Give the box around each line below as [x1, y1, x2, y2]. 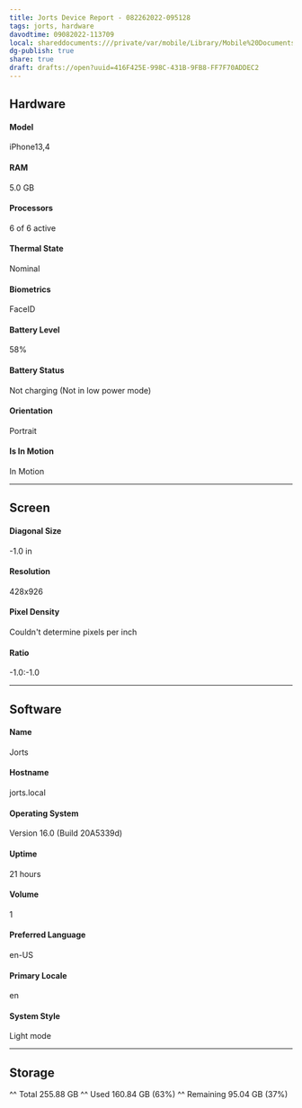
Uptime [9, 848, 38, 859]
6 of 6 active [9, 222, 57, 234]
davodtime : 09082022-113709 [9, 30, 115, 39]
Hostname [9, 767, 49, 778]
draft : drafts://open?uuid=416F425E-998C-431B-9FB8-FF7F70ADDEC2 [9, 64, 259, 73]
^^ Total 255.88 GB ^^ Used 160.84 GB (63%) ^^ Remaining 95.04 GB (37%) [9, 1089, 289, 1100]
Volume [9, 889, 39, 900]
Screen [9, 501, 51, 516]
